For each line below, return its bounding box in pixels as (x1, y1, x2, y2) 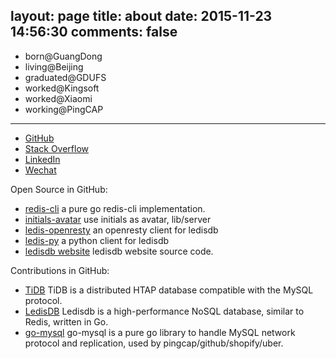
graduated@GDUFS (24, 71, 107, 83)
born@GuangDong (24, 50, 103, 62)
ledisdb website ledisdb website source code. (24, 245, 214, 257)
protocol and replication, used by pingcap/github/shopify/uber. (24, 337, 284, 349)
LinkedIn (24, 153, 61, 165)
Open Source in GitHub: (10, 183, 108, 195)
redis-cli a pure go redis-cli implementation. (24, 202, 206, 214)
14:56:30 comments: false (10, 24, 178, 41)
